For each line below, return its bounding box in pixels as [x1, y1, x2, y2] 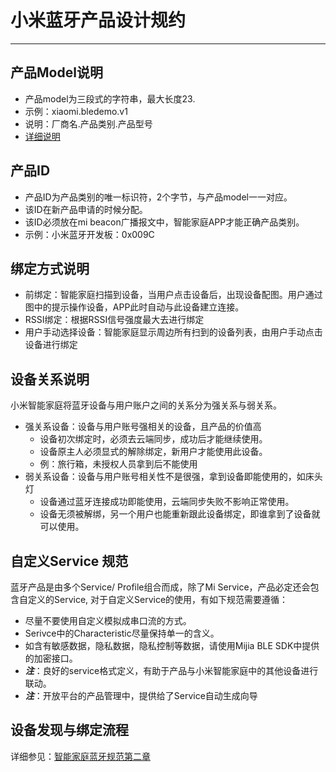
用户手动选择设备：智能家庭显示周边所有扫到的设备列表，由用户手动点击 [24, 326, 323, 338]
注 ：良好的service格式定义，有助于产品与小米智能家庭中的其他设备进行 [24, 665, 319, 676]
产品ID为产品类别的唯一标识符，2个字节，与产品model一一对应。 [24, 191, 293, 203]
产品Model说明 [10, 64, 103, 81]
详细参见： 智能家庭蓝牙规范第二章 [10, 750, 151, 762]
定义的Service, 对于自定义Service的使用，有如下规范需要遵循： [27, 594, 289, 605]
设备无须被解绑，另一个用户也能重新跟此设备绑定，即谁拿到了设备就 [39, 508, 321, 520]
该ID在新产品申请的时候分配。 [24, 203, 148, 215]
